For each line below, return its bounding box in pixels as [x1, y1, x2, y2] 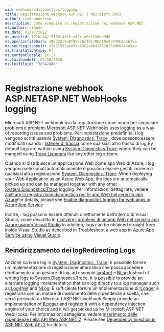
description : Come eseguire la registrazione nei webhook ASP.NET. [5, 21, 146, 26]
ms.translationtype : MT [5, 48, 54, 53]
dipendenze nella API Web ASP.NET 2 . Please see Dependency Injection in [5, 316, 156, 322]
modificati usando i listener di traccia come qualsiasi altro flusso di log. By [5, 140, 153, 147]
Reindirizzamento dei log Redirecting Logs [5, 246, 136, 255]
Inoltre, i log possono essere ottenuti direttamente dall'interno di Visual [5, 211, 148, 218]
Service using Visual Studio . [5, 232, 62, 238]
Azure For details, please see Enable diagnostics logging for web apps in [5, 197, 151, 203]
